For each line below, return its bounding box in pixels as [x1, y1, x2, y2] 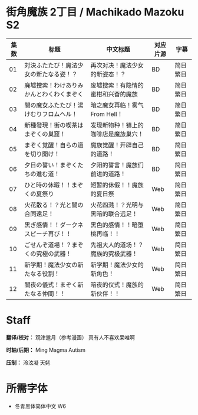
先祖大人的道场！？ [90, 241, 144, 249]
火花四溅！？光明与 [90, 200, 144, 209]
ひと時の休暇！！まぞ [24, 181, 84, 189]
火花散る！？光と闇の [24, 200, 84, 209]
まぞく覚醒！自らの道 [24, 141, 84, 149]
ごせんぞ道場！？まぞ [24, 241, 84, 249]
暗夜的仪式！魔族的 [90, 280, 144, 288]
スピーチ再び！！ [24, 229, 72, 238]
